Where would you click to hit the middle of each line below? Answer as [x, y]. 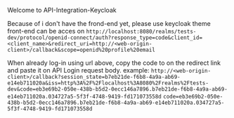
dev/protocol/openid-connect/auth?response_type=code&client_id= [105, 38]
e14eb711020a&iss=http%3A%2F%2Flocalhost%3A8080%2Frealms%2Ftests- [108, 83]
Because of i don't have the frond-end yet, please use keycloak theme [109, 23]
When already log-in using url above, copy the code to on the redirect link [114, 63]
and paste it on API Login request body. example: [78, 70]
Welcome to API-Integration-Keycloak [62, 10]
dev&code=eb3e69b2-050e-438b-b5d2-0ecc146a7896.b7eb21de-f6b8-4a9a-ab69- [118, 89]
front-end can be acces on [46, 31]
